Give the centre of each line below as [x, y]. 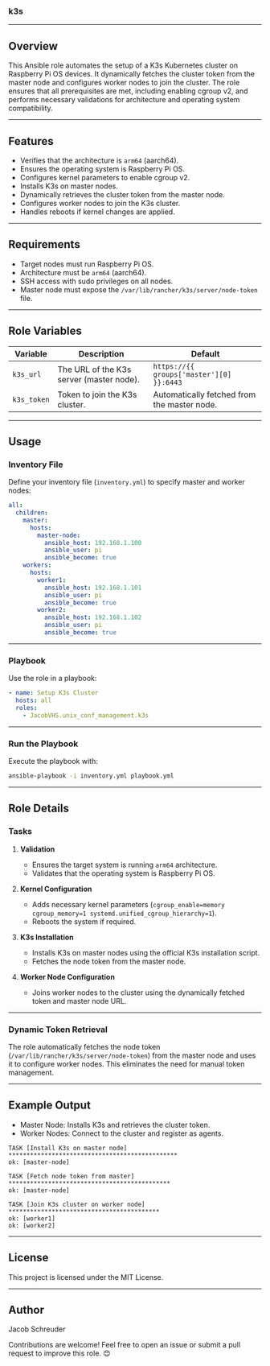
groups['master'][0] [192, 374]
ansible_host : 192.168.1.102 [93, 617]
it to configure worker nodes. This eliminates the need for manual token [127, 1063]
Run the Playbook [43, 744]
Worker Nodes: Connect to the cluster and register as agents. [121, 1133]
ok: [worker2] [32, 1225]
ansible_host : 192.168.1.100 [93, 543]
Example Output [49, 1106]
